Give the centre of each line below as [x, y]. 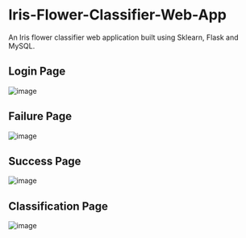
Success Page [45, 161]
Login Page [37, 72]
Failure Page [40, 116]
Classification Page [58, 206]
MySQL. [22, 45]
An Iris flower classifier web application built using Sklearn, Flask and [124, 37]
